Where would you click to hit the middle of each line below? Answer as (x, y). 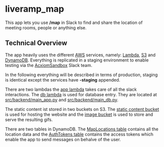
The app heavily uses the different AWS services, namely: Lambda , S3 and (80, 55)
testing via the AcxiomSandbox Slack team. (49, 65)
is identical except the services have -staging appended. (63, 80)
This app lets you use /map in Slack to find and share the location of (74, 22)
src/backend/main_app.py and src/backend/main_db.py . (62, 100)
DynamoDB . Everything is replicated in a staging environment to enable (77, 60)
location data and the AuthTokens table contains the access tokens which (79, 134)
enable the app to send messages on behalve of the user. (63, 139)
